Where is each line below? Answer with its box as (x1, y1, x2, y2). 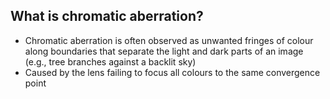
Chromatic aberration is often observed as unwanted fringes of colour (24, 34, 314, 46)
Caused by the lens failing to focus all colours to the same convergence (24, 66, 321, 78)
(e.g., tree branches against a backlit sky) (24, 55, 197, 68)
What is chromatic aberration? (10, 8, 204, 25)
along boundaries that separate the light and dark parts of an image (24, 45, 304, 57)
